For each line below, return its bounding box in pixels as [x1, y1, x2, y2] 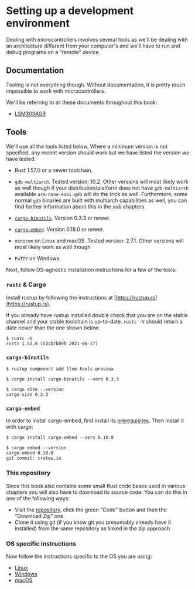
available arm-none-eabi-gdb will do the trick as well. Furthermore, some [14, 190, 188, 197]
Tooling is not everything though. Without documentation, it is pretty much [6, 81, 186, 88]
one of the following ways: [6, 494, 70, 502]
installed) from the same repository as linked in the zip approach [14, 524, 170, 532]
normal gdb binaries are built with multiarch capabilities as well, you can [14, 197, 187, 204]
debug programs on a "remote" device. [6, 48, 101, 55]
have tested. [6, 155, 36, 162]
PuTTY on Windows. [14, 254, 61, 262]
